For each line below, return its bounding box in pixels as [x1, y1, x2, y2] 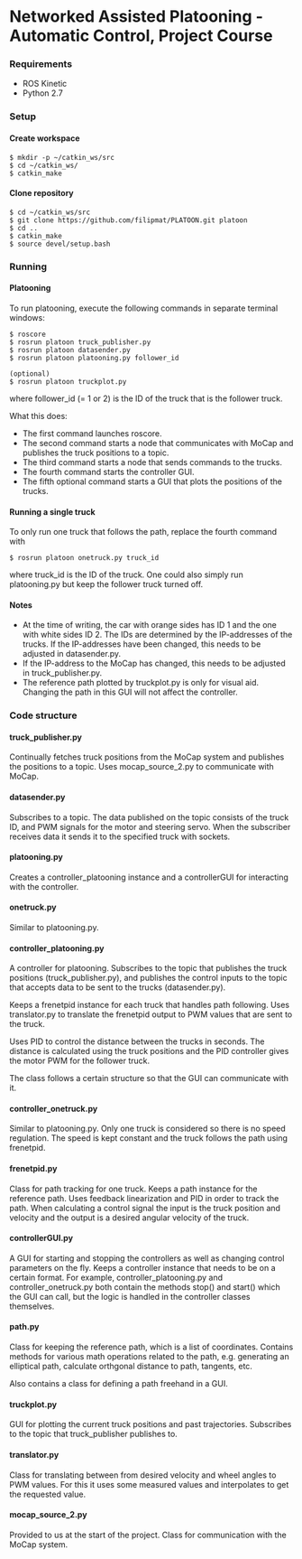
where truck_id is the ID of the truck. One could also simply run [9, 569, 243, 580]
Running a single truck [9, 506, 96, 517]
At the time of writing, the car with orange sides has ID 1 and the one [22, 620, 278, 630]
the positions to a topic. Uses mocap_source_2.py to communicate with [9, 761, 275, 772]
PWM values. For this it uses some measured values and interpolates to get [9, 1479, 289, 1489]
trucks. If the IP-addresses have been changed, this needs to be [22, 639, 261, 649]
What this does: [9, 410, 68, 421]
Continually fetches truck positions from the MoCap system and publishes [9, 751, 285, 762]
